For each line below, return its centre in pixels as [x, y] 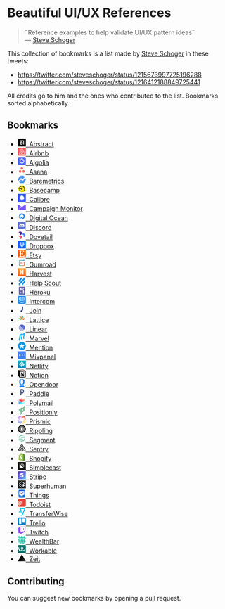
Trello [37, 523]
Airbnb [39, 153]
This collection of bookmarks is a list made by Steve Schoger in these [108, 53]
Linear [38, 329]
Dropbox [42, 246]
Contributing [36, 581]
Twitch [39, 532]
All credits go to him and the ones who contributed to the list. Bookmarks [113, 96]
